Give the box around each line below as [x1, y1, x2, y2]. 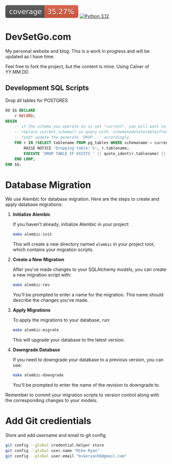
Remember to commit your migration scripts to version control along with [5, 392, 160, 398]
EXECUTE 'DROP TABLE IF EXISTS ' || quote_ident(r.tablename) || [24, 151, 166, 156]
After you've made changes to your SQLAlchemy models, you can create [12, 266, 166, 272]
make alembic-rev [12, 282, 50, 288]
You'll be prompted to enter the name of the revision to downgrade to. [12, 382, 160, 388]
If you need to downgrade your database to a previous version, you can [12, 356, 164, 363]
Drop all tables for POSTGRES [5, 97, 68, 103]
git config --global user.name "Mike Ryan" [5, 448, 100, 453]
